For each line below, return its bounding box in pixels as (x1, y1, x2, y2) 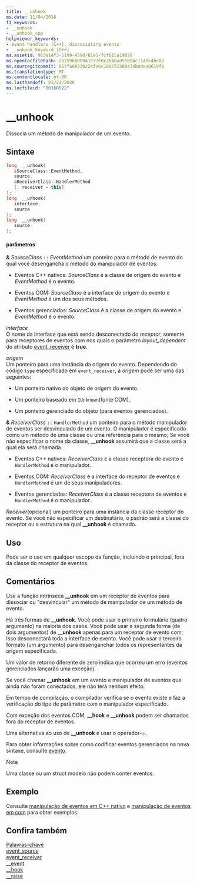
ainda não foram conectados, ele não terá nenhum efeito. (6, 683, 145, 690)
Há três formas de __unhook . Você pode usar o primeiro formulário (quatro (6, 616, 188, 623)
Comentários (6, 577, 55, 587)
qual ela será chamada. (6, 444, 63, 451)
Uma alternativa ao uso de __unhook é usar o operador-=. (6, 729, 147, 736)
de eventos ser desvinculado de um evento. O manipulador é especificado (6, 425, 186, 432)
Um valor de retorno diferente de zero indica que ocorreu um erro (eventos (6, 659, 188, 666)
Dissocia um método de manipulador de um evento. (6, 130, 131, 137)
